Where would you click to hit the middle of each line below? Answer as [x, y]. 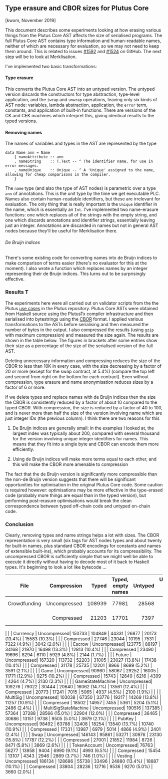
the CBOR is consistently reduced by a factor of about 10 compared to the [81, 402]
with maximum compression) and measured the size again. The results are [82, 335]
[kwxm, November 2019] [30, 20]
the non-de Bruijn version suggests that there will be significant [70, 479]
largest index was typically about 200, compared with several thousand [86, 433]
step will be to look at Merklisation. [41, 57]
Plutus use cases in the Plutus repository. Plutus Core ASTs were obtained [82, 308]
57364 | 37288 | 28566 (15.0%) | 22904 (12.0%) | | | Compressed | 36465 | [83, 713]
